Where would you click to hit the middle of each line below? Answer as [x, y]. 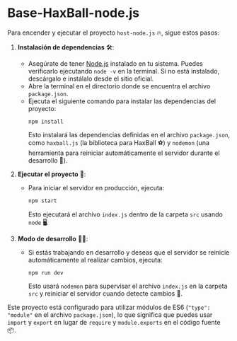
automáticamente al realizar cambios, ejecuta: [95, 260]
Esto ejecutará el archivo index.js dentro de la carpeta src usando [125, 214]
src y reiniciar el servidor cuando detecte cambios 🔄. [105, 293]
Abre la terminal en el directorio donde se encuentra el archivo [119, 86]
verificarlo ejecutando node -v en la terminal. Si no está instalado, [124, 71]
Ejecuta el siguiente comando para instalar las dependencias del [122, 101]
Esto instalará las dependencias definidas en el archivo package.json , [129, 134]
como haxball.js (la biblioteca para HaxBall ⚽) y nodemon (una [119, 142]
